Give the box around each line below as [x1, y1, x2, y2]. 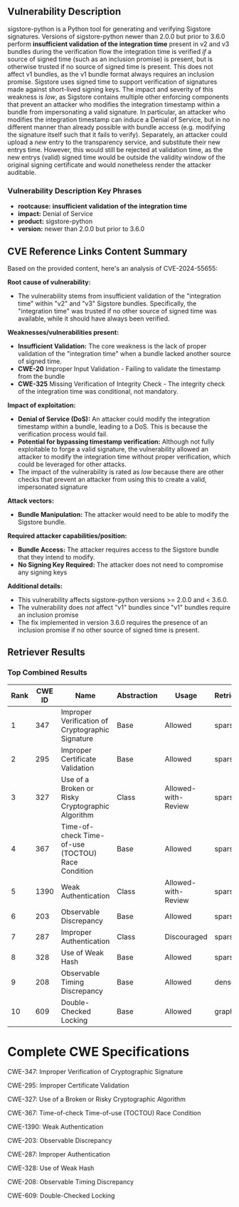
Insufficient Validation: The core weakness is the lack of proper [17, 341, 207, 350]
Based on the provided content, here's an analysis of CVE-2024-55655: [7, 264, 218, 272]
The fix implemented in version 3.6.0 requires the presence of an [17, 618, 208, 626]
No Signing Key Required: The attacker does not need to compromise [17, 560, 224, 569]
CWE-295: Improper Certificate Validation [7, 1080, 129, 1090]
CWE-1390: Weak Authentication [7, 1122, 104, 1131]
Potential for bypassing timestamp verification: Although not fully [17, 437, 215, 446]
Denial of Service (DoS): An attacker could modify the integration [17, 414, 211, 423]
